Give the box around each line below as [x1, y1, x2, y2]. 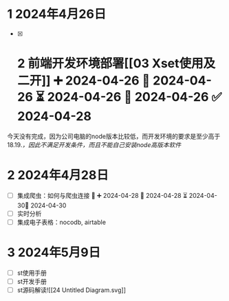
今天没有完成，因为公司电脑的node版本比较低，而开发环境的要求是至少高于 [7, 132, 221, 140]
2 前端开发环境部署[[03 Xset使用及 [17, 56, 216, 71]
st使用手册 [17, 269, 47, 277]
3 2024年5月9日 [7, 245, 101, 260]
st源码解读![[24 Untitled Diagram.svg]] [17, 286, 126, 294]
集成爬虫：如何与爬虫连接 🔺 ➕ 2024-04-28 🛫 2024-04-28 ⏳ [17, 191, 188, 199]
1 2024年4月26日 [7, 6, 107, 22]
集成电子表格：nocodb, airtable [17, 218, 107, 226]
